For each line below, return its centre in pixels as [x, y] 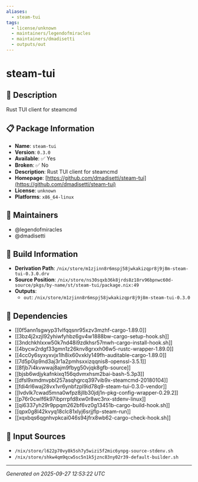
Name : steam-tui [36, 146]
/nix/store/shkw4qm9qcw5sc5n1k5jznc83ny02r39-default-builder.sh [96, 457]
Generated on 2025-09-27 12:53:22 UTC [56, 473]
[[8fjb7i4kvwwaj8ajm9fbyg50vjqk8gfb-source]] [72, 368]
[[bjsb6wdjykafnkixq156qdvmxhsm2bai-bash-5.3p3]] [79, 374]
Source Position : [35, 280]
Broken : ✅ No [32, 165]
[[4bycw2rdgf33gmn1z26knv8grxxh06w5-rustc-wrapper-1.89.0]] [94, 349]
